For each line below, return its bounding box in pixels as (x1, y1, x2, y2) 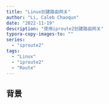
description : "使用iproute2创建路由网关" (6, 25, 104, 32)
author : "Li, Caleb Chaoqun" (6, 14, 79, 20)
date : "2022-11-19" (6, 20, 55, 26)
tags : (6, 48, 20, 54)
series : (6, 37, 26, 43)
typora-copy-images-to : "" (6, 31, 74, 37)
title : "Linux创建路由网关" (6, 8, 71, 15)
